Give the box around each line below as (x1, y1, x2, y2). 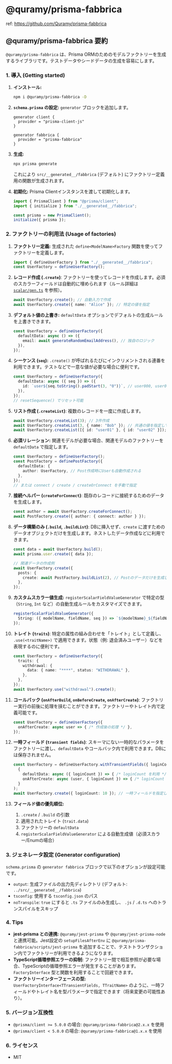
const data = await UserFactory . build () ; (13, 547, 103, 552)
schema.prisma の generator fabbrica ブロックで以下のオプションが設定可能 (6, 863, 165, 870)
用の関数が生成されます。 (13, 178, 67, 184)
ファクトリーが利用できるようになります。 (27, 950, 116, 957)
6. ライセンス (6, 1042, 38, 1049)
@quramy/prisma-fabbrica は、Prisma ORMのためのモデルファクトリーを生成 (6, 51, 166, 57)
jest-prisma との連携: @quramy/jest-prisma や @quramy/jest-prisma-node (13, 931, 165, 937)
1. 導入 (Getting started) (6, 72, 65, 79)
